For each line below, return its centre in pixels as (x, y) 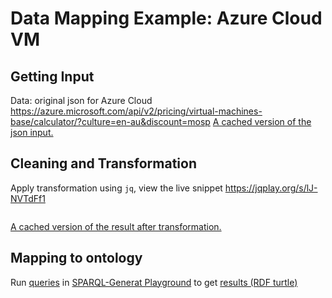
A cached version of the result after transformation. (116, 226)
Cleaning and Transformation (103, 163)
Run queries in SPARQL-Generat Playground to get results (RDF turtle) (154, 282)
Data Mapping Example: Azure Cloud (166, 18)
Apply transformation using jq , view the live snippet (116, 188)
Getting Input (52, 76)
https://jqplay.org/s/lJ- (271, 188)
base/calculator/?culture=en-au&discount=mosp (110, 121)
